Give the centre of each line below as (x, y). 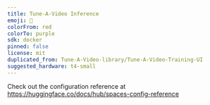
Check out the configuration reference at (67, 86)
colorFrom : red (30, 27)
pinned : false (28, 47)
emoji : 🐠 (20, 20)
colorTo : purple (31, 33)
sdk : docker (25, 40)
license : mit (26, 54)
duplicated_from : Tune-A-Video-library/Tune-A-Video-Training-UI (105, 60)
